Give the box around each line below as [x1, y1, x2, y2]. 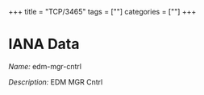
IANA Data [8, 35, 80, 53]
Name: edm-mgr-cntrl [8, 61, 82, 71]
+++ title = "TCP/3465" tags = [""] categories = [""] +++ [8, 7, 197, 16]
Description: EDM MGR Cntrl [8, 76, 103, 87]
